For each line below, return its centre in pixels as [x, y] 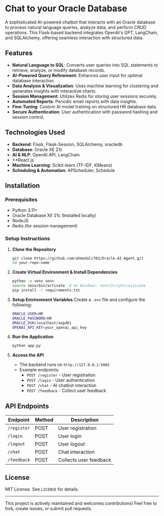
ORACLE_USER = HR [28, 314]
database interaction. [33, 80]
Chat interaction [76, 452]
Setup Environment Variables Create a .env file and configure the [79, 299]
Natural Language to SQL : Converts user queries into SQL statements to [85, 65]
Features [19, 53]
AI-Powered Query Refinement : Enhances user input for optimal [77, 75]
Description [84, 420]
